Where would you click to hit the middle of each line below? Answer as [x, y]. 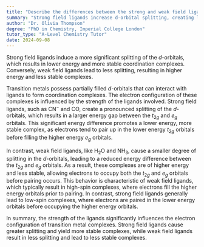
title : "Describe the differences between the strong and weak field [96, 12]
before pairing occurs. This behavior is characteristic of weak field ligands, [100, 181]
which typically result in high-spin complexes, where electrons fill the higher [102, 187]
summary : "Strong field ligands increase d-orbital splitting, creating [100, 18]
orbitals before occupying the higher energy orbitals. [72, 206]
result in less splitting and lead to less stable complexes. [77, 238]
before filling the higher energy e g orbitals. [59, 138]
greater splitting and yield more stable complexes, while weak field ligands [100, 231]
